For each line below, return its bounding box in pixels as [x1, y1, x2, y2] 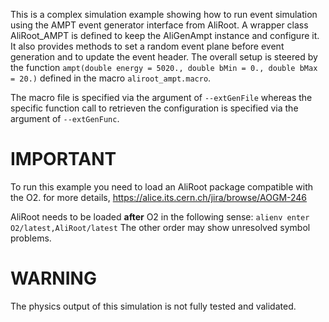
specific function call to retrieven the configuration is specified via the [10, 102, 299, 114]
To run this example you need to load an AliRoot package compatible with [10, 180, 314, 193]
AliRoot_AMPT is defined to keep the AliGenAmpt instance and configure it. [10, 30, 320, 41]
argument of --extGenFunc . [10, 113, 120, 124]
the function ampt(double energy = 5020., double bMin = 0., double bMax [10, 62, 318, 73]
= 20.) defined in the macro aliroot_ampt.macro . [10, 72, 212, 84]
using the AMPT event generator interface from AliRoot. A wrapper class [10, 19, 309, 31]
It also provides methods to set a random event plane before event [10, 40, 285, 52]
